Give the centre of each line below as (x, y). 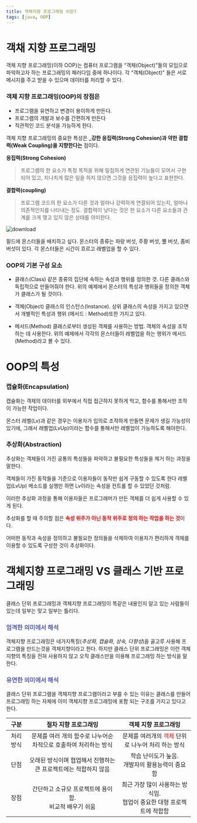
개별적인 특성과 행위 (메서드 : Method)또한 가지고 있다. (84, 314)
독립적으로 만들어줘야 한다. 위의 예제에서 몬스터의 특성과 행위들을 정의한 (97, 286)
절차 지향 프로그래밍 (72, 725)
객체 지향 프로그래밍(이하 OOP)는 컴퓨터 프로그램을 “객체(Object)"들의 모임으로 (97, 65)
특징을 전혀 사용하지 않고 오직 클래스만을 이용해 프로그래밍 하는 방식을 (101, 656)
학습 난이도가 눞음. (154, 756)
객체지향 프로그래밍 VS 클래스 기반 (84, 571)
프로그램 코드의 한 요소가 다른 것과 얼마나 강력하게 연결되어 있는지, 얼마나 (104, 202)
